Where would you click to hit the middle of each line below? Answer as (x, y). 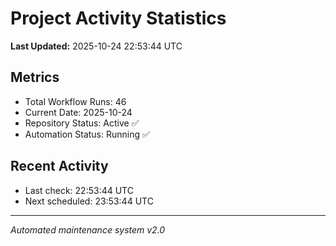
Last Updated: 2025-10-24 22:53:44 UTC (96, 46)
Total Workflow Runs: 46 (75, 101)
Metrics (35, 77)
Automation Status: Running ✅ (87, 134)
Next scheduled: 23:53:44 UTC (89, 201)
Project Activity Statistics (118, 18)
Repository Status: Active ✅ (82, 123)
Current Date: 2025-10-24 (78, 112)
